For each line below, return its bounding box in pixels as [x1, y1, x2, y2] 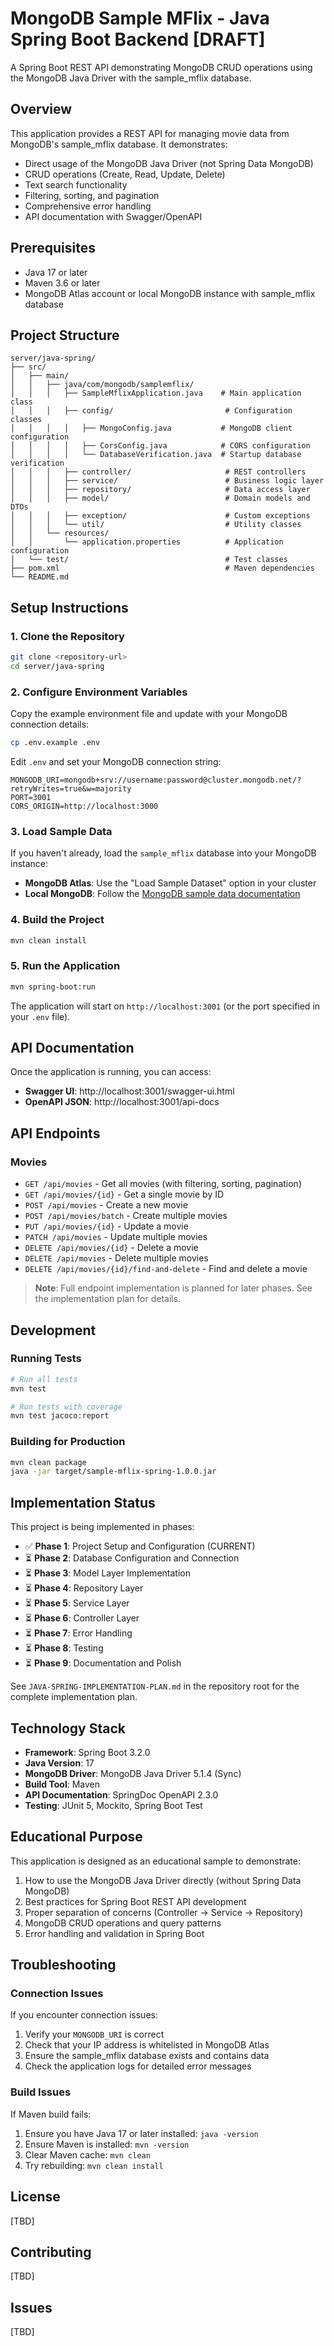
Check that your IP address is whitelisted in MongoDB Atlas [24, 2039, 270, 2051]
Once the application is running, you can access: [10, 1066, 212, 1078]
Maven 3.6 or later [24, 277, 101, 289]
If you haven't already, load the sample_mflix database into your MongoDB [10, 847, 317, 859]
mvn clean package [10, 1457, 87, 1467]
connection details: [10, 718, 90, 731]
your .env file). [10, 1010, 71, 1022]
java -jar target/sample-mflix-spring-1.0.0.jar [10, 1467, 217, 1477]
